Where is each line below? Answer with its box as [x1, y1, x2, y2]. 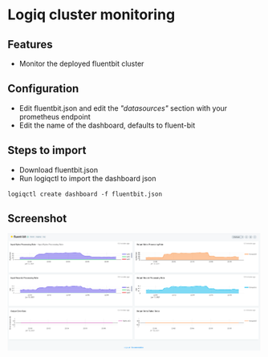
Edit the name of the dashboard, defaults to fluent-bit [18, 120, 196, 130]
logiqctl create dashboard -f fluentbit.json [7, 190, 162, 198]
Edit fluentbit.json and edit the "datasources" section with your [18, 103, 228, 113]
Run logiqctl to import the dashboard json [18, 173, 156, 183]
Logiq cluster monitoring [7, 6, 176, 24]
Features [7, 38, 53, 51]
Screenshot [7, 212, 67, 225]
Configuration [7, 82, 79, 95]
